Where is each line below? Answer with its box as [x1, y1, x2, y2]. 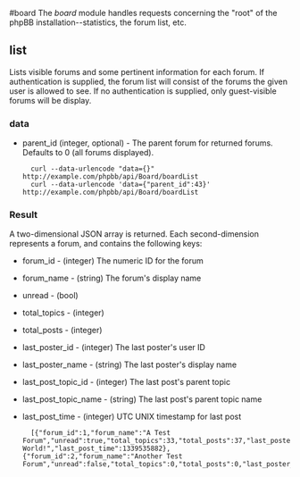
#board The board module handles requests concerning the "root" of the [9, 8, 278, 18]
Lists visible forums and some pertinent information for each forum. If [9, 66, 265, 77]
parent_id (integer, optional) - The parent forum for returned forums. [21, 138, 274, 148]
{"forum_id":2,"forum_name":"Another [21, 452, 163, 461]
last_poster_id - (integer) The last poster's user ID [21, 342, 205, 353]
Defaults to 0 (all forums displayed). [21, 147, 154, 158]
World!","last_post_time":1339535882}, [21, 444, 171, 454]
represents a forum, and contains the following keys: [9, 238, 203, 249]
